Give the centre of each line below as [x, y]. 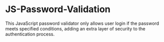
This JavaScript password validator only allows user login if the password [82, 23]
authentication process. [30, 34]
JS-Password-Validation [58, 9]
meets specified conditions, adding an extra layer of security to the [75, 28]
